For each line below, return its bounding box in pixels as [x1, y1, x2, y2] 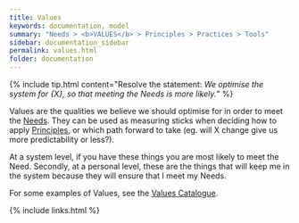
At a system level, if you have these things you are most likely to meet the [9, 152, 279, 161]
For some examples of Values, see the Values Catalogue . [9, 188, 219, 198]
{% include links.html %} [9, 205, 100, 215]
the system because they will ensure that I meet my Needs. [9, 170, 228, 181]
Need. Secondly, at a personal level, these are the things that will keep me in [9, 161, 290, 171]
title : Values [9, 12, 62, 22]
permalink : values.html [9, 46, 98, 55]
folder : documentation [9, 54, 94, 63]
